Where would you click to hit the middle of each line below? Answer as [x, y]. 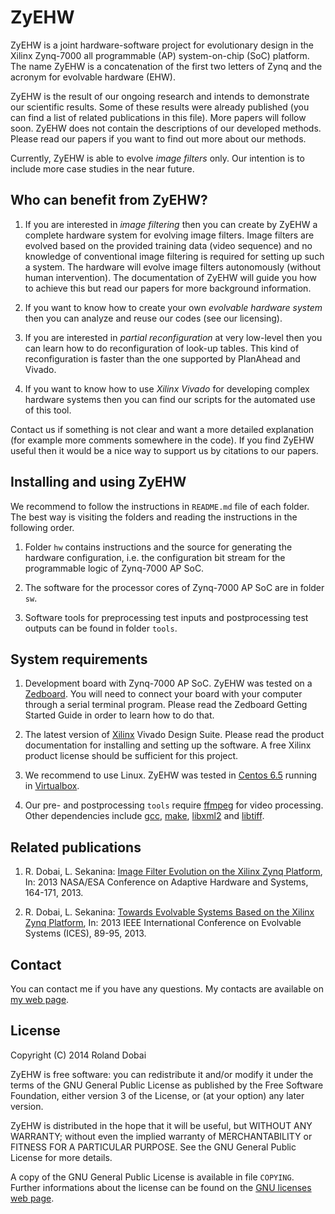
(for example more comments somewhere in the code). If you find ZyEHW [162, 440]
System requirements [79, 659]
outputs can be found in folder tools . [101, 628]
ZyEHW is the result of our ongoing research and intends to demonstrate [160, 96]
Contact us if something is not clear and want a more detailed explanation [162, 429]
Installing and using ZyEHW [98, 482]
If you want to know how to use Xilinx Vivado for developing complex [167, 388]
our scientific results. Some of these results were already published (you [160, 107]
